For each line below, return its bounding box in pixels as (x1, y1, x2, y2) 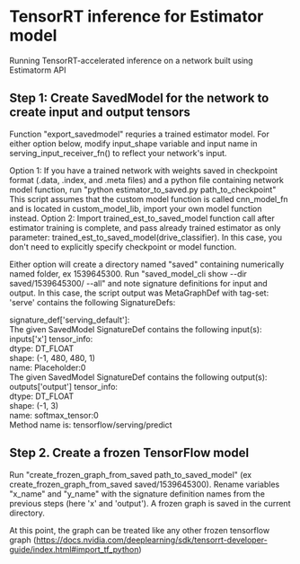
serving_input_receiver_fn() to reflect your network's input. (9, 147, 227, 158)
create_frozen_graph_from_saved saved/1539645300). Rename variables (9, 479, 280, 489)
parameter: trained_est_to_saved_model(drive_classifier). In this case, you (9, 232, 283, 242)
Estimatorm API (9, 65, 66, 75)
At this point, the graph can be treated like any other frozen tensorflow (9, 524, 270, 535)
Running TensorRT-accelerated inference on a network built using (9, 55, 253, 66)
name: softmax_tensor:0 (9, 410, 99, 420)
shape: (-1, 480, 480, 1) (9, 352, 96, 363)
